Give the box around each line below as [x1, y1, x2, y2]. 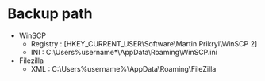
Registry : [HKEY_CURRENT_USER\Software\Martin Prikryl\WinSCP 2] [30, 39, 258, 48]
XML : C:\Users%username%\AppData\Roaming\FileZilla [30, 64, 217, 73]
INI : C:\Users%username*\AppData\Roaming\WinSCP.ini [30, 47, 217, 57]
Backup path [7, 5, 93, 23]
